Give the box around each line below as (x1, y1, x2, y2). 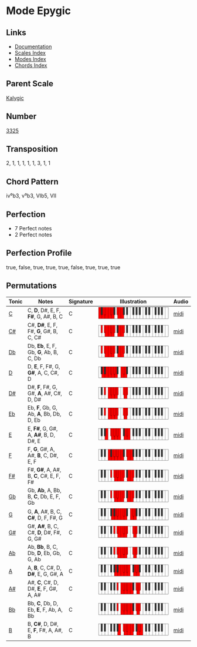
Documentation (14, 43, 52, 50)
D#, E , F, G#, (27, 585, 57, 592)
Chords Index (14, 62, 47, 69)
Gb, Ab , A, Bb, (27, 487, 62, 494)
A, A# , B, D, (27, 431, 56, 438)
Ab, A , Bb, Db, (27, 410, 62, 418)
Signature (68, 298, 93, 305)
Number (6, 112, 37, 122)
